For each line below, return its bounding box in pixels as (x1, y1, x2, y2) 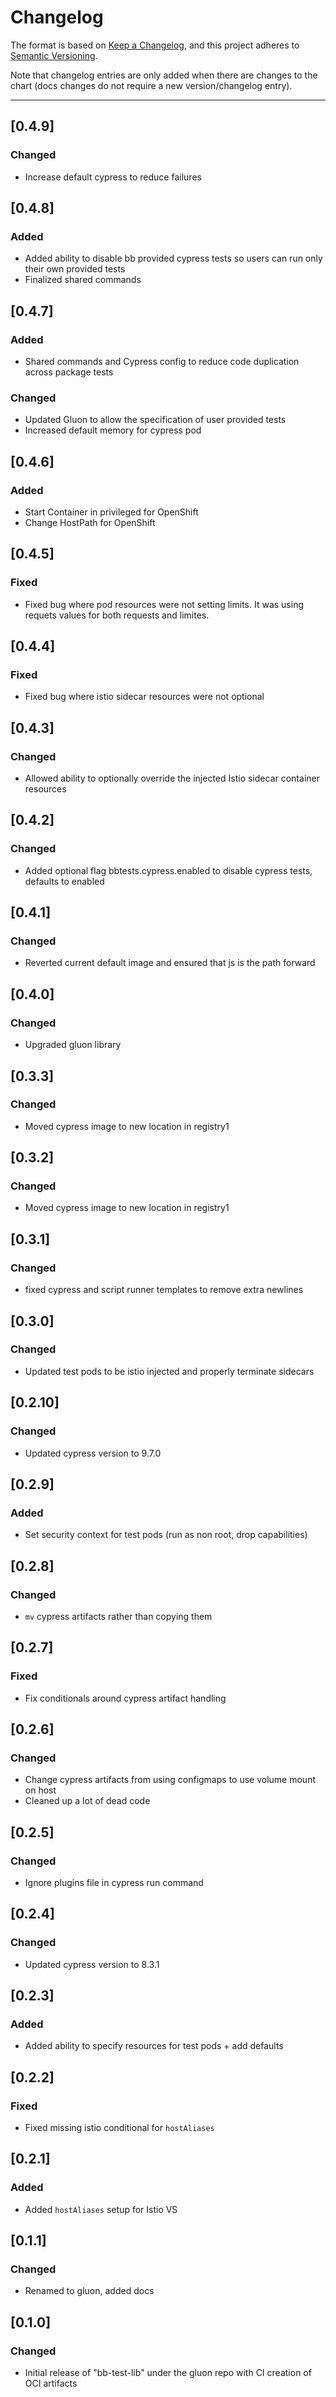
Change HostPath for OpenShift (24, 516, 156, 528)
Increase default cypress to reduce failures (24, 171, 202, 183)
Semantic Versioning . (10, 49, 98, 61)
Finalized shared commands (24, 274, 142, 286)
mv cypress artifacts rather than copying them (24, 1610, 213, 1622)
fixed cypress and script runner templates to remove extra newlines (24, 1284, 304, 1296)
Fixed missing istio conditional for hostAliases (24, 2122, 215, 2134)
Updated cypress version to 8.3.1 (24, 1958, 160, 1970)
